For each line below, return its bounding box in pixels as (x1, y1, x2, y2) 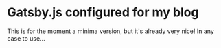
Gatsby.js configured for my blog (7, 5, 199, 20)
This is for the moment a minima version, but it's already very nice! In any (7, 27, 214, 35)
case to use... (7, 34, 46, 42)
